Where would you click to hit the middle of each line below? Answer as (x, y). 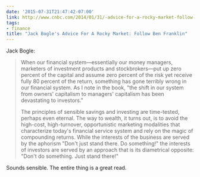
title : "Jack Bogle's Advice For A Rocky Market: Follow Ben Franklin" (97, 34)
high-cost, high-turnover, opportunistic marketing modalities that (100, 125)
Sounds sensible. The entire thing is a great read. (66, 168)
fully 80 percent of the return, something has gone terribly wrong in (104, 82)
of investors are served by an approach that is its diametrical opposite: (107, 150)
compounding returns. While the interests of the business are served (105, 137)
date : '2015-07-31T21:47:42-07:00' (50, 12)
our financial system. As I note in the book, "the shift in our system (102, 88)
